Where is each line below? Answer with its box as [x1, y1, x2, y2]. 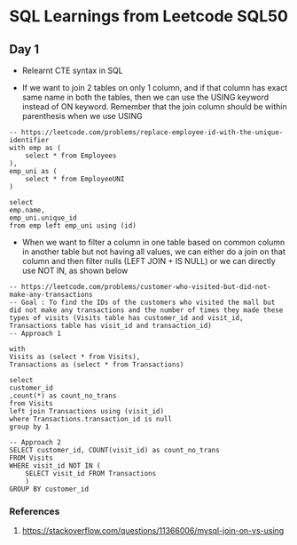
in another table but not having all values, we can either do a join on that [21, 246, 285, 257]
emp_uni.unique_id [9, 213, 77, 222]
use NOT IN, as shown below [21, 265, 129, 276]
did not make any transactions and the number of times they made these [9, 306, 284, 315]
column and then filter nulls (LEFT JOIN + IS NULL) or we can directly [21, 256, 277, 266]
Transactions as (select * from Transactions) [9, 360, 184, 369]
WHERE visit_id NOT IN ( [9, 461, 101, 470]
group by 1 [9, 422, 50, 431]
